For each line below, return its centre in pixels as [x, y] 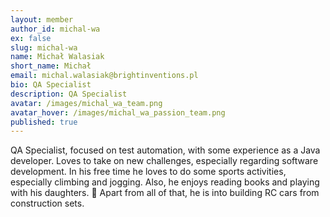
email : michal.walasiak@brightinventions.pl [104, 76]
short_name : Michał [51, 66]
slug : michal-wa [44, 47]
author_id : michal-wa [55, 29]
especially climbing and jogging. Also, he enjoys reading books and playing [165, 182]
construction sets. [47, 203]
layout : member [42, 19]
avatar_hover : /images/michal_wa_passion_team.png [118, 112]
